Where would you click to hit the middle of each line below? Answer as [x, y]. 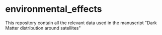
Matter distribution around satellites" [43, 28]
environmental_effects [54, 9]
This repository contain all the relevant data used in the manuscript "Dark [81, 23]
